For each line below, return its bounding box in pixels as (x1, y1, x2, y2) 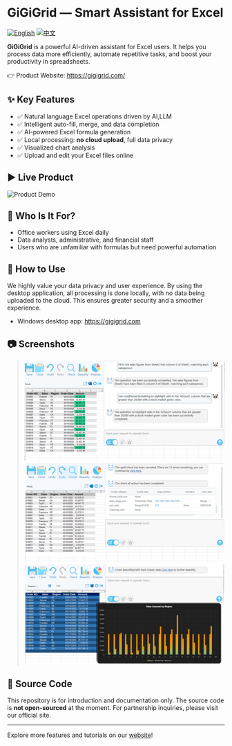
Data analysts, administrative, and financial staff (17, 236, 154, 244)
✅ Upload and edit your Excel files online (17, 151, 134, 159)
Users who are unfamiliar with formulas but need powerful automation (17, 243, 217, 251)
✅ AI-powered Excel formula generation (17, 127, 131, 136)
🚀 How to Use (7, 263, 66, 275)
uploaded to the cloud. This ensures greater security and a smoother (7, 296, 203, 305)
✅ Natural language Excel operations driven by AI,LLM (17, 112, 173, 121)
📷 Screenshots (7, 338, 75, 350)
